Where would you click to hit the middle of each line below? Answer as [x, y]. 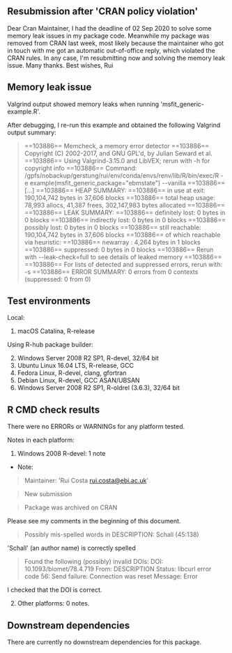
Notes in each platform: [41, 440]
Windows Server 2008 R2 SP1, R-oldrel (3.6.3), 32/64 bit [98, 388]
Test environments [49, 301]
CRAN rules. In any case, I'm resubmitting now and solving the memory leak [116, 58]
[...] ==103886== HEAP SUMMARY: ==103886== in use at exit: [115, 190]
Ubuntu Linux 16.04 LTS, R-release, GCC [76, 366]
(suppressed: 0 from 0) [57, 279]
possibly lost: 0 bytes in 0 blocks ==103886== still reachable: [113, 227]
